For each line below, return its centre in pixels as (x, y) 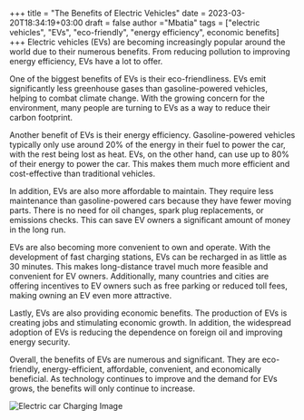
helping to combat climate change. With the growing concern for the (137, 98)
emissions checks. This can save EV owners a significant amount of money (150, 220)
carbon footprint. (41, 117)
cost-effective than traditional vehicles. (83, 173)
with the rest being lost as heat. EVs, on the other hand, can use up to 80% (150, 154)
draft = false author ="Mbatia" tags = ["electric (172, 23)
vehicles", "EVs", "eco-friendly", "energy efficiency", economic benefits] (144, 32)
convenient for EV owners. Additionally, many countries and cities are (139, 276)
